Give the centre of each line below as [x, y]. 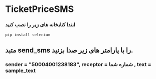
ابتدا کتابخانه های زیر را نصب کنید [40, 25]
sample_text [21, 71]
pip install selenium [28, 35]
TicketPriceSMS [40, 9]
